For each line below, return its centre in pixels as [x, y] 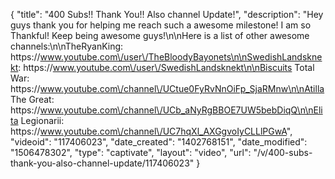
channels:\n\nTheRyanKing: [67, 46]
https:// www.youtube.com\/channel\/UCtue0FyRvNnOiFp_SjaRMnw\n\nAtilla [167, 88]
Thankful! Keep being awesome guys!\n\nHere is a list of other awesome [160, 35]
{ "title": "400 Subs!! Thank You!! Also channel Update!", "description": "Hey [167, 14]
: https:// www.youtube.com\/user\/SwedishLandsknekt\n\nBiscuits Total [166, 67]
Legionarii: [42, 120]
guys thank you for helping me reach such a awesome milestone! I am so [161, 25]
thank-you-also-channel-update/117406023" [102, 163]
